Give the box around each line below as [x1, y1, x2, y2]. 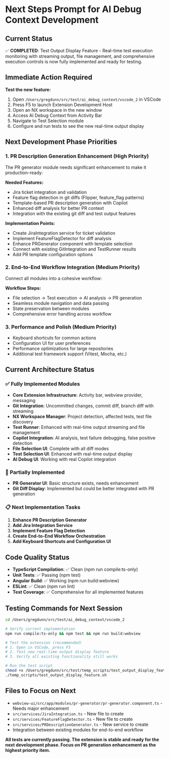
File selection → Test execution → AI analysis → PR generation [12, 294, 142, 300]
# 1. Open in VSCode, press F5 [5, 645, 71, 650]
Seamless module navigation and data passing [12, 300, 109, 306]
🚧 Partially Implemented [5, 469, 65, 476]
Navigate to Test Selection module [12, 117, 84, 124]
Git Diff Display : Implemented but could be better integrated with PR [12, 486, 154, 492]
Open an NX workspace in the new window [12, 107, 102, 113]
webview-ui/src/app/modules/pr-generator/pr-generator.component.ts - [12, 700, 162, 706]
